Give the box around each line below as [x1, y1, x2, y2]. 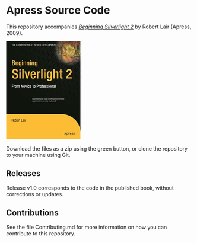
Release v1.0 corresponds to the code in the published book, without [6, 184, 174, 191]
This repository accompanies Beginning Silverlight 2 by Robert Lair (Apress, [6, 23, 192, 30]
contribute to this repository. [6, 229, 76, 237]
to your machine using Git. [6, 151, 71, 158]
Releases [6, 168, 41, 178]
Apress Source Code [6, 4, 110, 17]
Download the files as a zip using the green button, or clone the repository [6, 145, 188, 152]
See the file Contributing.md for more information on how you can [6, 223, 167, 231]
